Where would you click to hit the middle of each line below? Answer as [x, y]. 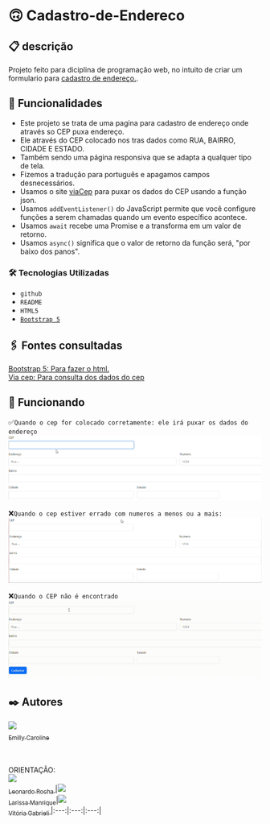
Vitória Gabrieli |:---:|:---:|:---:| [55, 812]
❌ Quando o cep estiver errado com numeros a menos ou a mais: [115, 513]
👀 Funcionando [47, 402]
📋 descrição [41, 46]
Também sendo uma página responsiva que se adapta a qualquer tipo [135, 157]
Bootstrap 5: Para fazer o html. [59, 368]
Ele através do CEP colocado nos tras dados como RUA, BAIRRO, [127, 140]
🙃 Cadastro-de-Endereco [96, 16]
